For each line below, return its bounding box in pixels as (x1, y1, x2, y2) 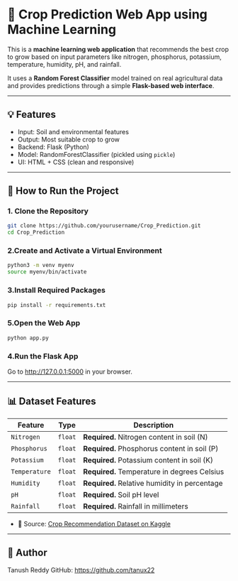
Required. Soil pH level (82, 489, 159, 499)
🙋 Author (7, 547, 47, 559)
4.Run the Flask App (7, 351, 79, 361)
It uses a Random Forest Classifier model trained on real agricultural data (7, 74, 223, 82)
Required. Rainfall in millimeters (82, 501, 189, 511)
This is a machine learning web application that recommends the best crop (7, 45, 229, 53)
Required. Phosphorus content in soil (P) (82, 443, 219, 453)
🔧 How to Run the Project (7, 185, 119, 197)
